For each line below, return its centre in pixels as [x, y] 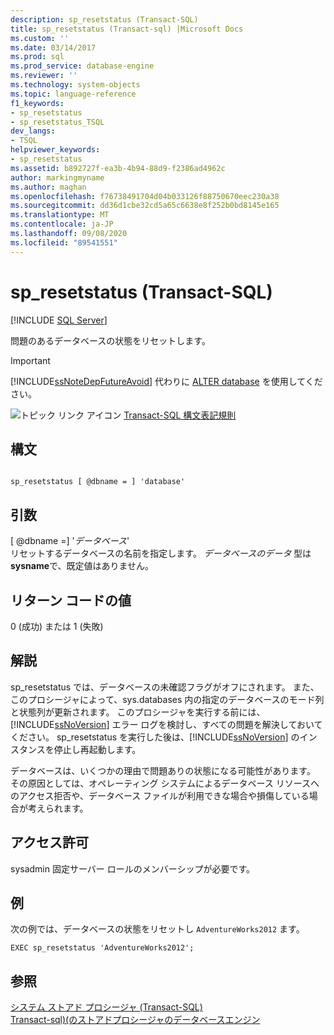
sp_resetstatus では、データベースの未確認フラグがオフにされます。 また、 [165, 687]
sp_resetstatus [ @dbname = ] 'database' [98, 482]
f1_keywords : [37, 103]
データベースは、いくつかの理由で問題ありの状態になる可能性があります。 [163, 770]
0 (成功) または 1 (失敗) [57, 626]
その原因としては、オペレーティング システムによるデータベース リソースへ [165, 783]
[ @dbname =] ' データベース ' [70, 541]
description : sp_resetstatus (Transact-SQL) [104, 19]
